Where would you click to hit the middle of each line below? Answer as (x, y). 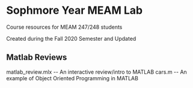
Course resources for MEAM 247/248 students (64, 27)
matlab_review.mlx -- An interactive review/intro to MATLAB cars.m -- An (97, 72)
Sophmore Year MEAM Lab (75, 10)
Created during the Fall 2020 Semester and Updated (71, 38)
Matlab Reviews (37, 57)
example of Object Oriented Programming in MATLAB (72, 78)
